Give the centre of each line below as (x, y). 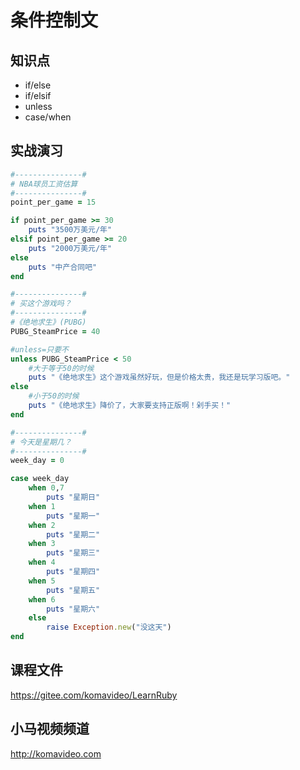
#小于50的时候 (54, 396)
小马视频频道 (50, 729)
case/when (48, 117)
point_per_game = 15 (53, 202)
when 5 (42, 581)
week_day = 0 (37, 461)
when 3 (42, 544)
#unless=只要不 (39, 349)
